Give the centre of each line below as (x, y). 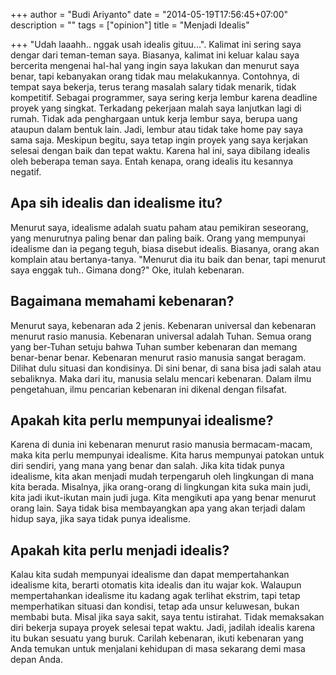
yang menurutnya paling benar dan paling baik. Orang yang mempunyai (158, 238)
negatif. (26, 172)
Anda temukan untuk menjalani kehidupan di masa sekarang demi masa (158, 649)
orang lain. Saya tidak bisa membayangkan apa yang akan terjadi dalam (158, 508)
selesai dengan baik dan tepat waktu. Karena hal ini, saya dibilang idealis (160, 150)
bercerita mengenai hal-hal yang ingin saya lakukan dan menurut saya (155, 65)
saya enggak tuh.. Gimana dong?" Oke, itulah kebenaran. (127, 270)
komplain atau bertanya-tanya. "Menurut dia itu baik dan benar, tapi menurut (168, 259)
